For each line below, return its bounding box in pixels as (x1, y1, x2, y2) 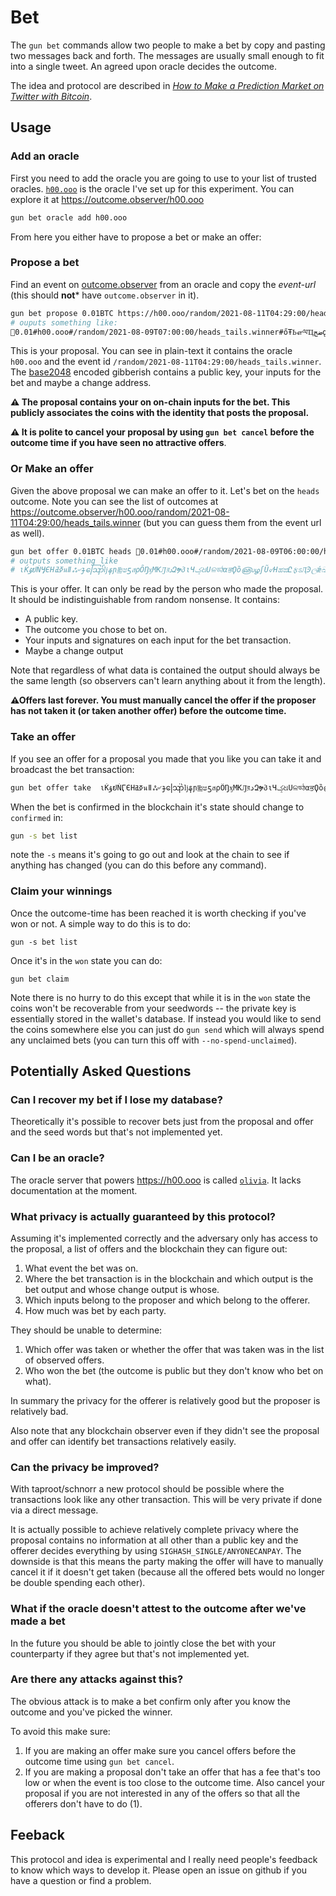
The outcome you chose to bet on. (24, 624, 168, 636)
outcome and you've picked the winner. (10, 1706, 173, 1718)
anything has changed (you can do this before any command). (10, 859, 267, 871)
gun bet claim (10, 974, 70, 984)
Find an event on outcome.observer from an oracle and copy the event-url (10, 278, 317, 290)
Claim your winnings (10, 884, 113, 898)
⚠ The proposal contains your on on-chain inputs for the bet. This (10, 396, 291, 408)
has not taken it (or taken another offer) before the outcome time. (10, 705, 287, 717)
